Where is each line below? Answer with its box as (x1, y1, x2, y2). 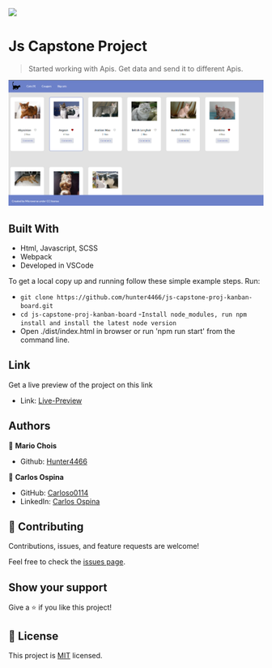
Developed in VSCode (19, 260, 95, 271)
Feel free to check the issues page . (8, 557, 125, 567)
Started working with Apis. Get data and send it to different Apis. (28, 63, 244, 73)
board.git (19, 302, 54, 310)
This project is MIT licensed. (8, 651, 103, 661)
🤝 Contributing (8, 520, 84, 534)
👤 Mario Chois (8, 440, 57, 450)
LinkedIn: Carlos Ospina (19, 496, 100, 506)
